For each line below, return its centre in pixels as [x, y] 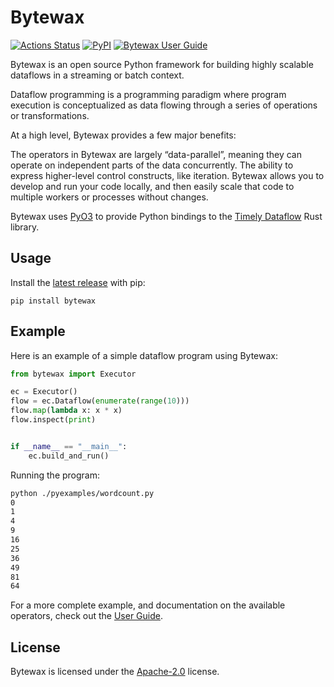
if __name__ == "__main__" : [69, 446]
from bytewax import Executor [73, 374]
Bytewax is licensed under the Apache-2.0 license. [115, 672]
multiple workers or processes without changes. [109, 197]
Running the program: [55, 475]
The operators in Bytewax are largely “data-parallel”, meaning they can [156, 154]
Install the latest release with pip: [78, 282]
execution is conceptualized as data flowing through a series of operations [164, 105]
